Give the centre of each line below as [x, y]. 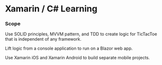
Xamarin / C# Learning [51, 9]
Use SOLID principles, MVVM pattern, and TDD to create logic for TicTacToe [81, 34]
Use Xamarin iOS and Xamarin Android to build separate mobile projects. [78, 58]
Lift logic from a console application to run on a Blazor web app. [69, 48]
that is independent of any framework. [43, 39]
